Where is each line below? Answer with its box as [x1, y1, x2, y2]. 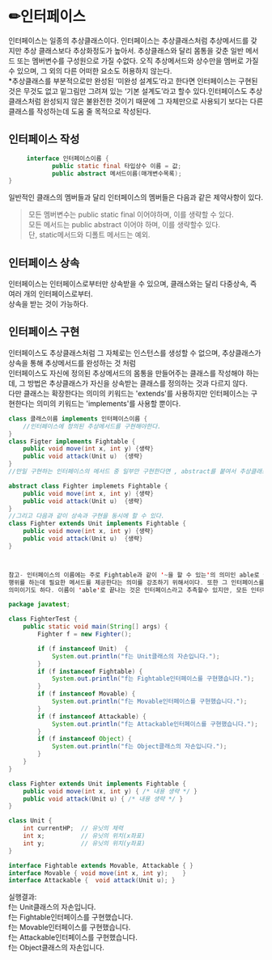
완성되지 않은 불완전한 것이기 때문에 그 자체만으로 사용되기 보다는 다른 [43, 96, 264, 106]
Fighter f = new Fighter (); [37, 630, 132, 638]
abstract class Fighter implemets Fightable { [8, 482, 168, 490]
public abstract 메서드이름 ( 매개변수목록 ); [51, 169, 182, 178]
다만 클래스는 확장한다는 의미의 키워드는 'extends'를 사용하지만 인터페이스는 [8, 388, 249, 398]
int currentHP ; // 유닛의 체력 [23, 824, 124, 833]
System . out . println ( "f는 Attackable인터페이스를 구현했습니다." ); [51, 720, 259, 728]
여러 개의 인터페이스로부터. [8, 289, 93, 299]
